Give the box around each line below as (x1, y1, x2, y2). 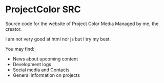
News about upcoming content (12, 55, 78, 62)
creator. (5, 26, 22, 32)
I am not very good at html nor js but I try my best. (5, 36, 111, 42)
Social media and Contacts (12, 67, 70, 73)
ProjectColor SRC (5, 4, 81, 15)
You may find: (5, 46, 35, 52)
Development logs (12, 61, 51, 67)
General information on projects (12, 72, 80, 78)
